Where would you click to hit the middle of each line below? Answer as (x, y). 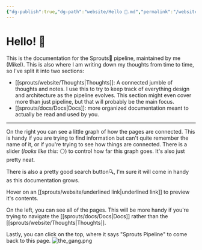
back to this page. (29, 240)
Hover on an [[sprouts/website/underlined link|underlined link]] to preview (98, 192)
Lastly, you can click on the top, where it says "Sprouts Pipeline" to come (97, 234)
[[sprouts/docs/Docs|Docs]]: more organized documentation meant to (102, 108)
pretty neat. (21, 159)
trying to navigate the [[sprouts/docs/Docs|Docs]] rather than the (87, 216)
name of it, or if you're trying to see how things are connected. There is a (97, 144)
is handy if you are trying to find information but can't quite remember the (97, 138)
